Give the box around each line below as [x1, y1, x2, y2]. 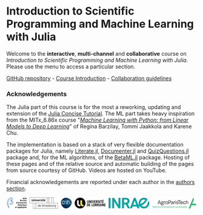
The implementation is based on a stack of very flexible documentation [6, 141, 184, 148]
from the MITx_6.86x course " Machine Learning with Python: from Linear [6, 116, 189, 124]
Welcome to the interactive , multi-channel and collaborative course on [6, 50, 187, 57]
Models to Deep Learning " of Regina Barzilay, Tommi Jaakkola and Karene [6, 123, 192, 130]
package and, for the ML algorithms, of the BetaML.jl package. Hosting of [6, 154, 190, 161]
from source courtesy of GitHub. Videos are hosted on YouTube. [6, 167, 167, 174]
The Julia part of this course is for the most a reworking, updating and [6, 104, 181, 111]
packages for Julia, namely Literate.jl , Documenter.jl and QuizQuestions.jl [6, 147, 189, 155]
